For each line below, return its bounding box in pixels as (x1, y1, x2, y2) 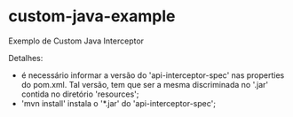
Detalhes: (8, 52, 44, 63)
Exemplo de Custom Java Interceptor (8, 35, 144, 46)
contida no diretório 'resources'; (20, 89, 139, 99)
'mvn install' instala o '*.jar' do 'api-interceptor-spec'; (20, 97, 217, 108)
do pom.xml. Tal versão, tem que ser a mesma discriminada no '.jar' (20, 79, 268, 90)
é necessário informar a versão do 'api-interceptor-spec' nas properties (20, 69, 285, 81)
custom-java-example (8, 6, 176, 27)
